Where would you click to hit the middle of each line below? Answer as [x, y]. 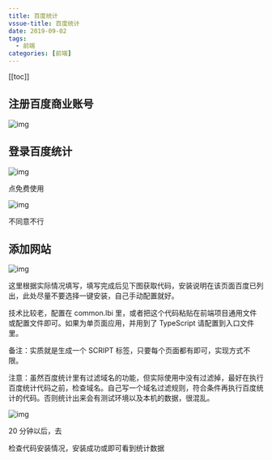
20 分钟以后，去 [35, 431]
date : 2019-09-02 [38, 31]
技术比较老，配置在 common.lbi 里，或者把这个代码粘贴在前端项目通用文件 [133, 313]
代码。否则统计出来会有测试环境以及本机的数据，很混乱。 [118, 398]
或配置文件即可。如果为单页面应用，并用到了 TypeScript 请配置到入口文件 [132, 323]
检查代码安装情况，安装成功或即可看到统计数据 [86, 448]
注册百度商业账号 [51, 104]
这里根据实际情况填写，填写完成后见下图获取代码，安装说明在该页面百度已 [132, 286]
